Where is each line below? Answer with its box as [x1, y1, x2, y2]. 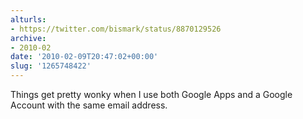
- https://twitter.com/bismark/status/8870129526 [10, 24, 222, 34]
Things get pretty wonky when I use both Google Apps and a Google [10, 89, 293, 100]
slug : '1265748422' [10, 61, 92, 71]
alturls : [10, 14, 47, 25]
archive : [10, 33, 47, 43]
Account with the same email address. [10, 99, 168, 111]
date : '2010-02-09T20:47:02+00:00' [10, 52, 159, 62]
